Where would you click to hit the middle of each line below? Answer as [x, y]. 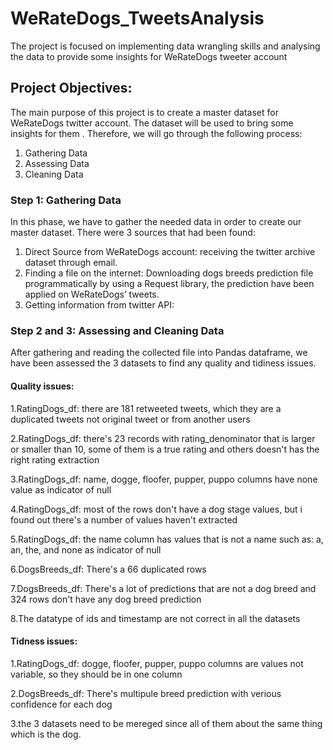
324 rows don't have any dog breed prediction [106, 599]
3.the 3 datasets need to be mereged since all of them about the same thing [166, 723]
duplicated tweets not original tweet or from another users [130, 419]
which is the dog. [46, 734]
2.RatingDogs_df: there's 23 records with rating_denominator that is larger [163, 438]
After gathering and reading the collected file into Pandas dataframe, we [159, 353]
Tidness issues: [44, 641]
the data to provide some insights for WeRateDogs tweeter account [149, 56]
